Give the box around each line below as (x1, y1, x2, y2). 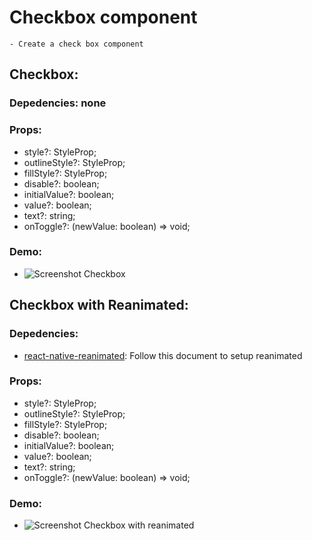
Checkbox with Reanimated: (9, 297, 189, 314)
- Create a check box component (9, 39, 144, 49)
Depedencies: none (9, 96, 107, 110)
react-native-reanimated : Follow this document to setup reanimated (23, 349, 303, 361)
